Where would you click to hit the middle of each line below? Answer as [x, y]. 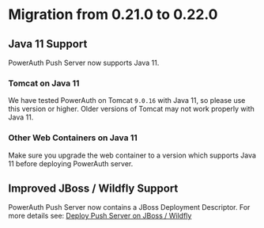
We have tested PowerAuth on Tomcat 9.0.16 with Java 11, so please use [127, 101]
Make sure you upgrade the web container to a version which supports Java [132, 155]
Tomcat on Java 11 [44, 83]
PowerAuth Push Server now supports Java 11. [84, 63]
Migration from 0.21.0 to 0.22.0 [113, 15]
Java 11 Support [48, 44]
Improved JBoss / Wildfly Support [93, 188]
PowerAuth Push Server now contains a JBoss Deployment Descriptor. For [129, 207]
